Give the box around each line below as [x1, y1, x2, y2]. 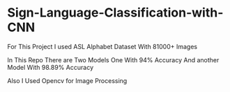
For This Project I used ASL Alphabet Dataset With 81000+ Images [7, 42, 197, 50]
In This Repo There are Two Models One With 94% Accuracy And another [7, 55, 220, 64]
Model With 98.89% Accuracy [7, 63, 94, 71]
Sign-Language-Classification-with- [7, 5, 224, 21]
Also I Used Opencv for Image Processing [7, 76, 128, 84]
